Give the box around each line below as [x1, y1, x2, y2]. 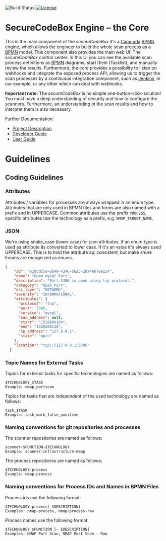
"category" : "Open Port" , [14, 283, 68, 288]
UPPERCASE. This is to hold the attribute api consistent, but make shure [5, 249, 152, 255]
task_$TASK [5, 408, 28, 413]
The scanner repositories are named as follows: [5, 435, 103, 441]
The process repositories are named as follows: [5, 458, 103, 464]
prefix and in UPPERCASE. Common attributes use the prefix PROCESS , [5, 210, 147, 216]
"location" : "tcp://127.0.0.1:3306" [14, 343, 90, 348]
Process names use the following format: [5, 517, 89, 523]
